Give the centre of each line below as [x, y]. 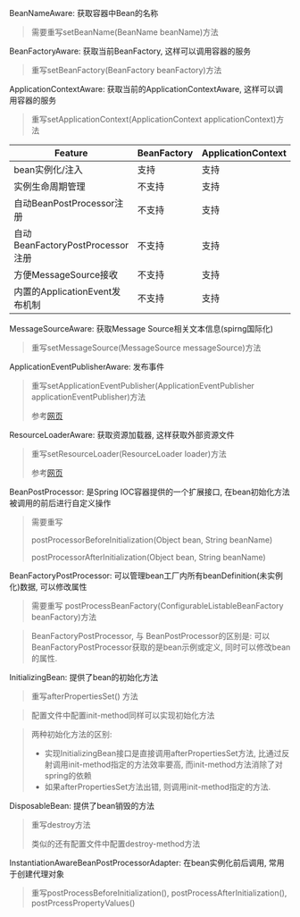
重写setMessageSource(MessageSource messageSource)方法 [146, 348]
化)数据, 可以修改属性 [48, 587]
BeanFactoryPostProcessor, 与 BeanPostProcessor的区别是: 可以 [150, 636]
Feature [71, 153]
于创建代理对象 [37, 874]
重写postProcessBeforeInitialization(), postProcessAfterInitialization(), [159, 893]
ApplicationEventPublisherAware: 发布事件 [87, 366]
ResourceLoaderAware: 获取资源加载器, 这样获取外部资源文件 [122, 435]
